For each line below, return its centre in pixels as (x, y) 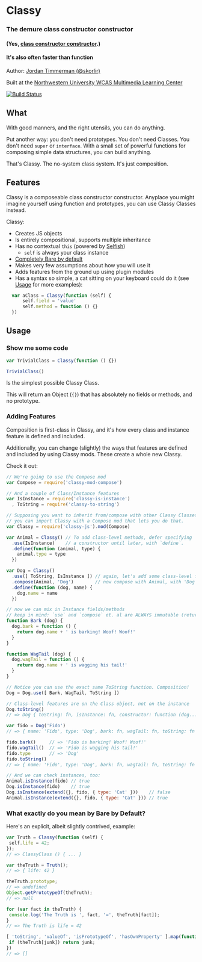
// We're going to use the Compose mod (56, 477)
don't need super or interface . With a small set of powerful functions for (96, 146)
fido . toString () (26, 759)
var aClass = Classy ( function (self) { (62, 296)
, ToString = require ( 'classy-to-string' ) (66, 504)
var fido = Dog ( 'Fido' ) (36, 726)
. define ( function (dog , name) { (52, 588)
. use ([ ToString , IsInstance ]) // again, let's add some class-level (102, 576)
